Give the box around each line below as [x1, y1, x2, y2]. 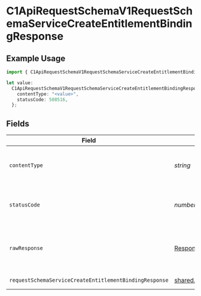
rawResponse [9, 245, 44, 252]
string [174, 161, 191, 169]
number [174, 201, 196, 209]
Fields [6, 118, 30, 129]
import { [6, 69, 28, 75]
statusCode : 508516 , [17, 97, 68, 103]
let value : [6, 79, 33, 86]
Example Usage [6, 53, 66, 63]
